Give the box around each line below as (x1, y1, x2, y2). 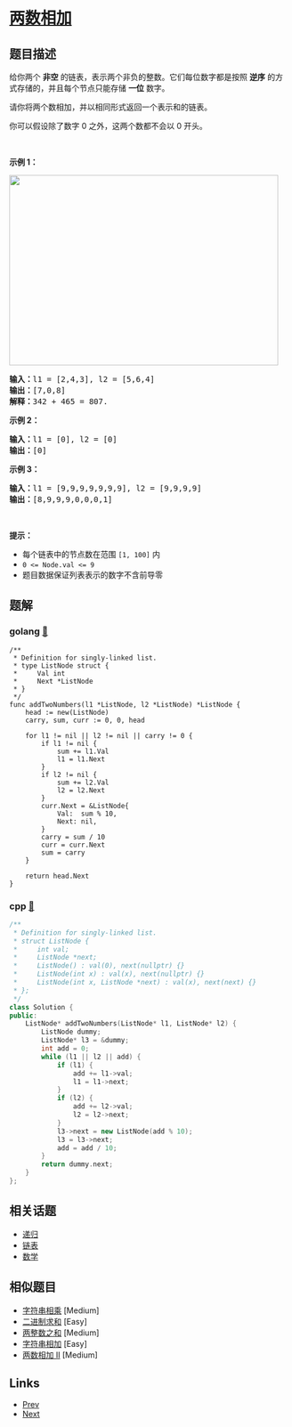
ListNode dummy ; (41, 1027, 101, 1037)
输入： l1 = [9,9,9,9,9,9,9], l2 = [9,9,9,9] (9, 483, 202, 493)
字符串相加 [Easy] (21, 1338, 87, 1349)
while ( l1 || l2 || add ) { (41, 1052, 142, 1061)
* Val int (12, 669, 66, 677)
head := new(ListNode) (25, 708, 109, 717)
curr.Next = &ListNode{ (41, 801, 129, 810)
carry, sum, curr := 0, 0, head (25, 716, 145, 725)
